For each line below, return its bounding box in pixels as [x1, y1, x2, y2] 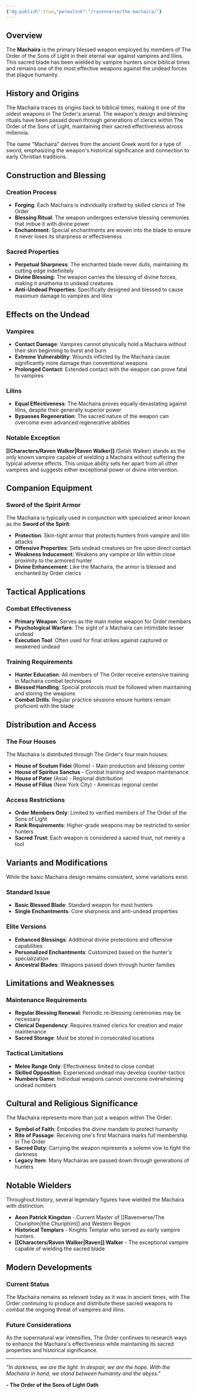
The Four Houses [6, 737, 57, 745]
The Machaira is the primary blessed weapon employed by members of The [6, 46, 192, 53]
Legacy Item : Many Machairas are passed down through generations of [14, 1157, 190, 1164]
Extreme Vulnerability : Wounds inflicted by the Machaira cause [14, 353, 170, 360]
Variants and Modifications [6, 858, 108, 868]
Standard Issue [6, 888, 51, 896]
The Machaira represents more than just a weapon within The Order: [6, 1114, 173, 1121]
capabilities [14, 942, 43, 949]
